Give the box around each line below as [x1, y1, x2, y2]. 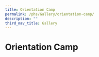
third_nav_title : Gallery [5, 20, 57, 26]
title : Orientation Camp [5, 7, 55, 12]
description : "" [5, 16, 38, 21]
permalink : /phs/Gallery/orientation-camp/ [5, 12, 95, 17]
